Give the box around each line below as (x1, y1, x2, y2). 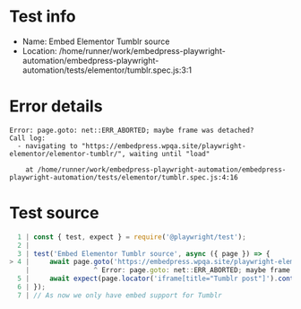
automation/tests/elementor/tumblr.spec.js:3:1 (21, 65, 193, 75)
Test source (9, 203, 99, 224)
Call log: (9, 133, 47, 143)
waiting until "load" (129, 149, 211, 158)
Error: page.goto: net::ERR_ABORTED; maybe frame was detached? (9, 126, 254, 135)
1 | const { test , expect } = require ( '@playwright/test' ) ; (17, 232, 246, 242)
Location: (21, 45, 57, 56)
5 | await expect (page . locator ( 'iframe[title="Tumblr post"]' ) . (17, 274, 279, 284)
